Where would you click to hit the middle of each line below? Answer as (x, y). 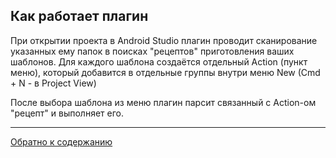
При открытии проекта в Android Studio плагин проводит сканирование (164, 40)
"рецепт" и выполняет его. (67, 113)
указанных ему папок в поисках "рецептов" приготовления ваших (152, 51)
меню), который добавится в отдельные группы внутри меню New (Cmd (165, 72)
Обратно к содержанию (61, 141)
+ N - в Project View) (53, 83)
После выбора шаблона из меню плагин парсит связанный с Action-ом (163, 102)
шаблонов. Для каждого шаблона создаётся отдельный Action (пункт (159, 61)
